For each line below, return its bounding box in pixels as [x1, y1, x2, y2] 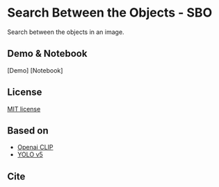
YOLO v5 [17, 150, 43, 159]
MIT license [7, 105, 41, 113]
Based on [7, 125, 49, 136]
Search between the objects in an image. [7, 28, 124, 36]
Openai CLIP [17, 143, 54, 152]
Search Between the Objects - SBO [7, 5, 213, 21]
